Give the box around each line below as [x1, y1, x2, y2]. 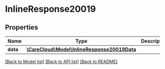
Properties [5, 23, 38, 32]
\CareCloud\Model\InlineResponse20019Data [26, 46, 137, 53]
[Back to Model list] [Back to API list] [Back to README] [5, 59, 118, 65]
